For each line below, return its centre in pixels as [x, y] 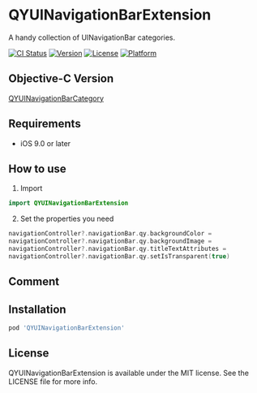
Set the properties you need [67, 219]
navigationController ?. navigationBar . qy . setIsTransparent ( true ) [119, 256]
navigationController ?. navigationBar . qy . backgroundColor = [110, 234]
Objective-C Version [61, 79]
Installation [37, 309]
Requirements [45, 124]
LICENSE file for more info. [53, 381]
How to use [37, 168]
